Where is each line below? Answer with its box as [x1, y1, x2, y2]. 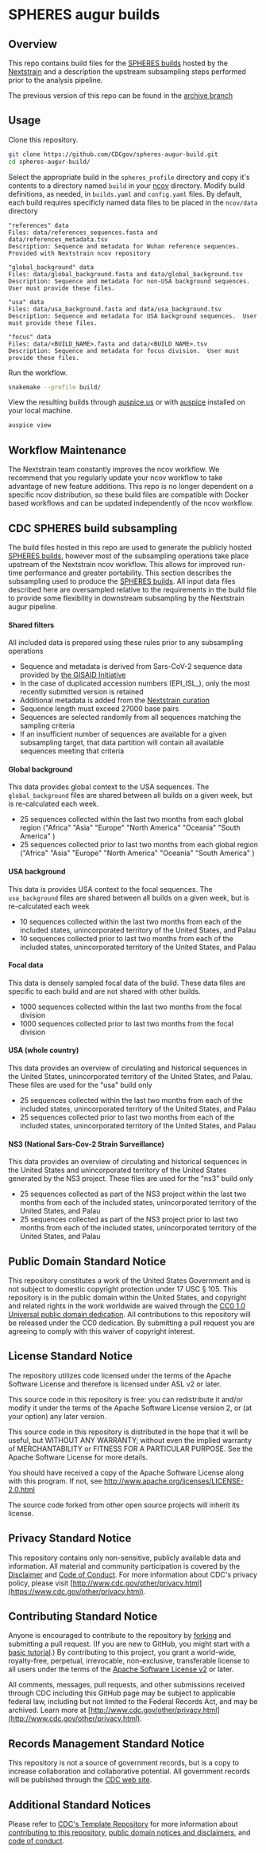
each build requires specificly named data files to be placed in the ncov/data [8, 197, 258, 207]
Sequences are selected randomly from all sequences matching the [19, 713, 241, 722]
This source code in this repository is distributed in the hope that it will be [8, 1427, 249, 1437]
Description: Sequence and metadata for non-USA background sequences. [8, 277, 250, 285]
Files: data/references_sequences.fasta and [8, 229, 158, 237]
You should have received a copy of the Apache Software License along [8, 1468, 245, 1477]
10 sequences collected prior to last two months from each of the [19, 933, 234, 943]
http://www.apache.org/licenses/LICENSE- [103, 1476, 245, 1486]
